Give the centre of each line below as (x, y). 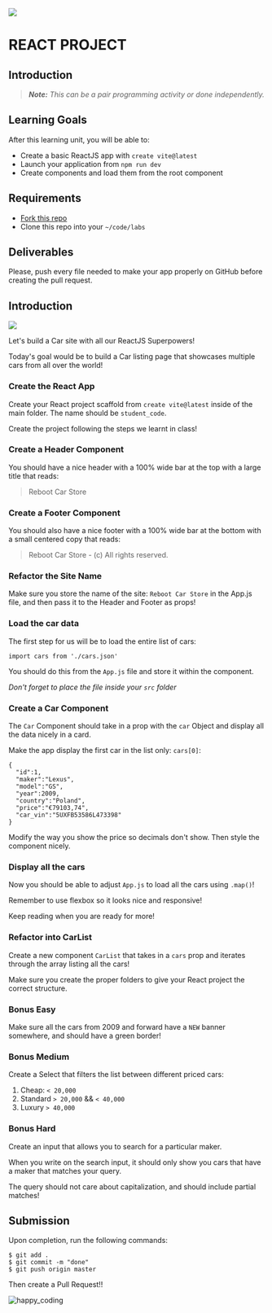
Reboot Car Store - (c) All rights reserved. (98, 555)
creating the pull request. (50, 280)
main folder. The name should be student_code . (88, 413)
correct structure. (38, 988)
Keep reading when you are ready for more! (81, 917)
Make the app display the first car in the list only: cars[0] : (105, 751)
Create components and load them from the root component (122, 173)
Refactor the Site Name (55, 576)
